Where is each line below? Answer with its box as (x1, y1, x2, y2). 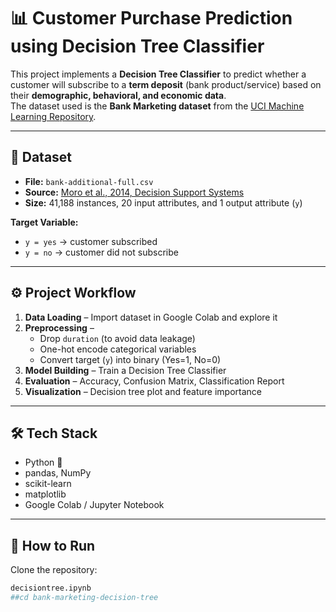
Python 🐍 (24, 456, 63, 469)
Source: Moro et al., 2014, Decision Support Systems (24, 186, 245, 198)
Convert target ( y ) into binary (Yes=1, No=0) (39, 353, 222, 365)
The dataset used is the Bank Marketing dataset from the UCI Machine (10, 100, 305, 112)
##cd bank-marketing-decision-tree (10, 593, 159, 603)
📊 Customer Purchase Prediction (10, 7, 293, 30)
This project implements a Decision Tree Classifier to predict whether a (10, 68, 307, 80)
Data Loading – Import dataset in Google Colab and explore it (24, 311, 278, 323)
